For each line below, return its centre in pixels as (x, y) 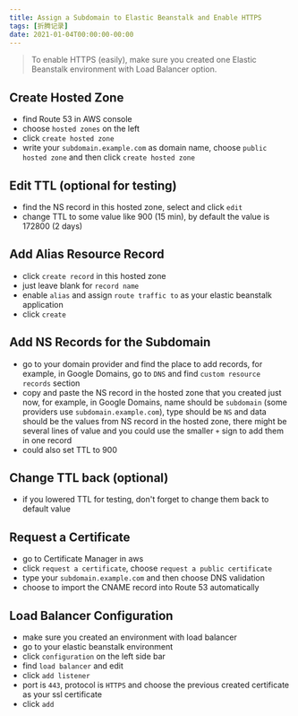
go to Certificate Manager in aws (83, 559)
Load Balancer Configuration (91, 616)
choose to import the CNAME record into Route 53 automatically (140, 588)
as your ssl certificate (62, 694)
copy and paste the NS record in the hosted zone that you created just (152, 392)
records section (51, 383)
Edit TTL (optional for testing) (93, 185)
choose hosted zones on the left (81, 129)
